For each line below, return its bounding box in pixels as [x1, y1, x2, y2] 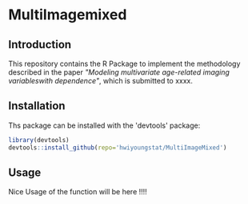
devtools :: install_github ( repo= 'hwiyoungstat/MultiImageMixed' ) [8, 143, 227, 152]
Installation [8, 99, 66, 113]
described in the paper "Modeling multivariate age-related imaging [8, 67, 230, 77]
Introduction [8, 38, 72, 51]
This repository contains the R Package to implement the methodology [8, 59, 241, 68]
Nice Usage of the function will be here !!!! [8, 187, 148, 197]
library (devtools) [8, 136, 70, 144]
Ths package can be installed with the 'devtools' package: [8, 120, 201, 130]
